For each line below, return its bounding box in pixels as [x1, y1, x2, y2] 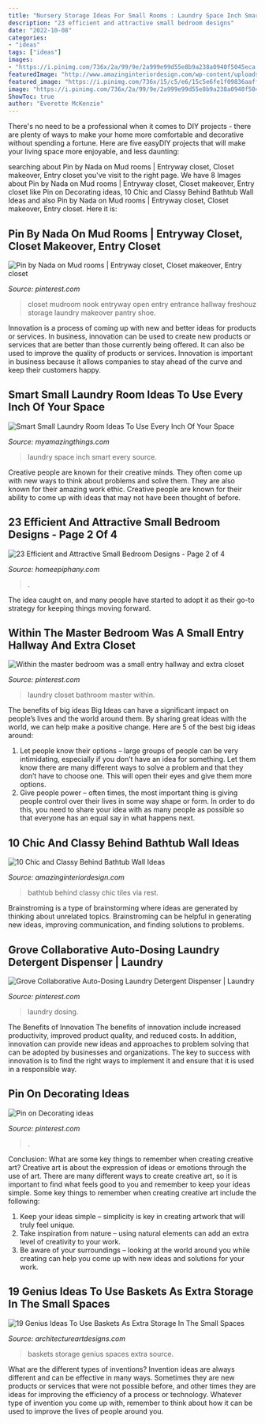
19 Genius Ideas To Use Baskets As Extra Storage [8, 1285, 254, 1298]
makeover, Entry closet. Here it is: [8, 204, 118, 214]
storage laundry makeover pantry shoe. [27, 308, 156, 317]
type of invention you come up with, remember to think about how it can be [8, 1398, 253, 1407]
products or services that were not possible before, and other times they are [8, 1381, 256, 1391]
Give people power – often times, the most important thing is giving [19, 788, 238, 797]
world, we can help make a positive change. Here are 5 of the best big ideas [8, 722, 256, 732]
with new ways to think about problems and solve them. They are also [8, 475, 235, 485]
